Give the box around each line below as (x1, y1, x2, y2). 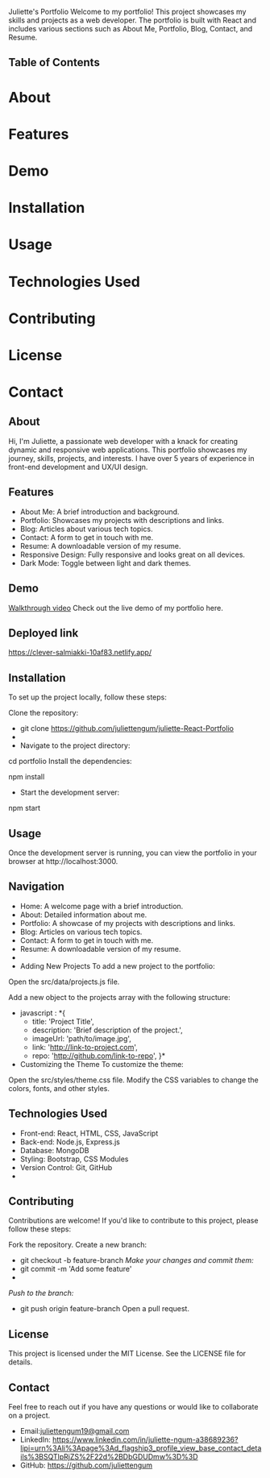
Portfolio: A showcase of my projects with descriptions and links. (19, 918, 235, 928)
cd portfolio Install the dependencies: (8, 757, 132, 766)
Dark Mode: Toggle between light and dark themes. (19, 558, 192, 567)
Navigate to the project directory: (19, 741, 131, 750)
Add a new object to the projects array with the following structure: (8, 992, 231, 1002)
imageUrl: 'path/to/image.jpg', (31, 1033, 131, 1043)
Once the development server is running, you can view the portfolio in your (8, 848, 257, 857)
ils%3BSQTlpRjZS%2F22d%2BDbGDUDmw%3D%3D (19, 1452, 199, 1462)
